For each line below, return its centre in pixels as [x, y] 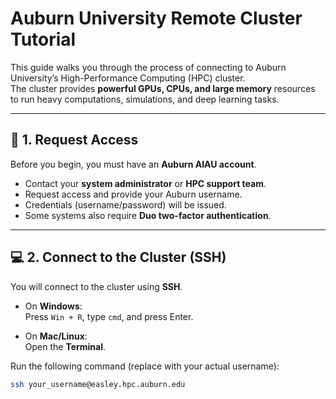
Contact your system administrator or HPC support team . [145, 183]
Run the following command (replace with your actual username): [145, 366]
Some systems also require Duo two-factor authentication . [148, 215]
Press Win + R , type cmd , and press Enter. [109, 316]
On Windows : [53, 306]
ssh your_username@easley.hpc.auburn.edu [98, 384]
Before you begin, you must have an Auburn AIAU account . [133, 164]
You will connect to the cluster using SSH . [96, 286]
